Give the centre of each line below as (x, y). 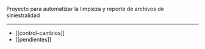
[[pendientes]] (33, 40)
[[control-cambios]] (40, 33)
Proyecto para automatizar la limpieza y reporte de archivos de (85, 9)
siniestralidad (23, 15)
